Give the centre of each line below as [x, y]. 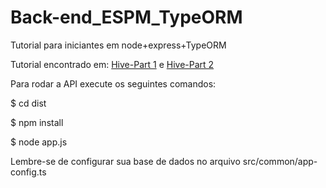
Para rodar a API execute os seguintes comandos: [113, 83]
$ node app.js [39, 142]
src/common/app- [280, 161]
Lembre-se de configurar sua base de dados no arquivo [125, 161]
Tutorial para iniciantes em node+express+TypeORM [118, 45]
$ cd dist [28, 103]
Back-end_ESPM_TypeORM [126, 17]
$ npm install [37, 122]
